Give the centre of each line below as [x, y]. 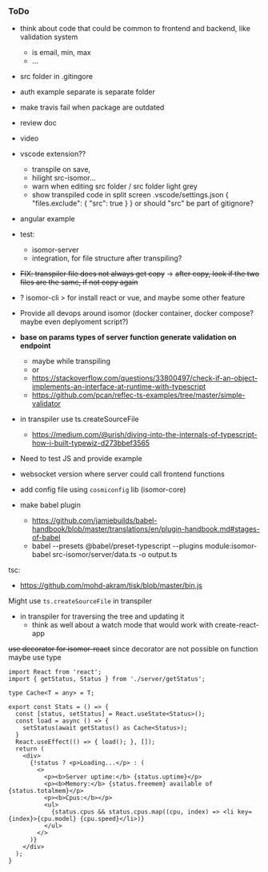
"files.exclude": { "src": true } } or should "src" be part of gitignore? [143, 203]
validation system [49, 37]
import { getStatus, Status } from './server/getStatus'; [107, 679]
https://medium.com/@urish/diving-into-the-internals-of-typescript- [144, 435]
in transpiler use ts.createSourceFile [79, 419]
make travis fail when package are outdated [92, 108]
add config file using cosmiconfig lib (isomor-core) [103, 490]
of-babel [46, 538]
